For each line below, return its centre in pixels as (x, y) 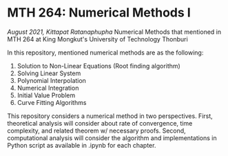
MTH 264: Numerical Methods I (99, 13)
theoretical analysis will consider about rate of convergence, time (100, 123)
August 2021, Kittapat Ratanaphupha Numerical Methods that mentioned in (114, 32)
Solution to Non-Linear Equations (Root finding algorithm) (99, 66)
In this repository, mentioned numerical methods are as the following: (105, 52)
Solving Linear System (49, 73)
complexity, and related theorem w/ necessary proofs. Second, (96, 130)
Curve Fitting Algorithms (52, 102)
